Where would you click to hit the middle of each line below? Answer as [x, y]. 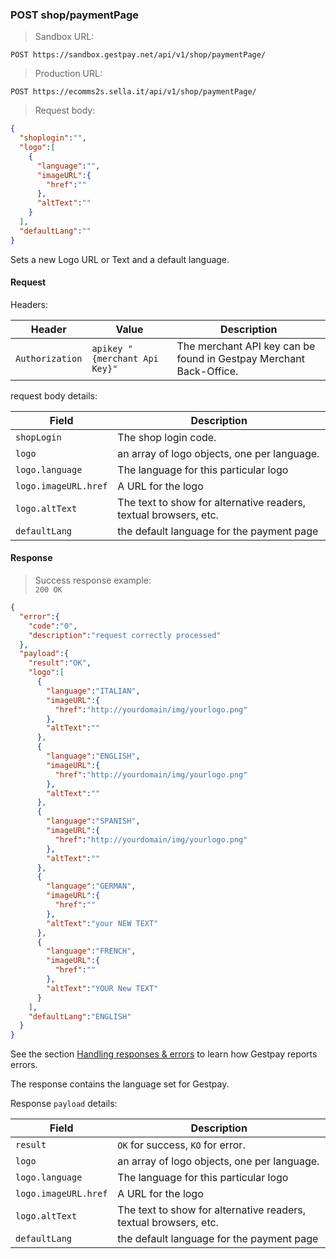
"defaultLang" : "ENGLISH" [80, 1016]
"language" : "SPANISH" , [93, 821]
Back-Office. [207, 371]
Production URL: [68, 74]
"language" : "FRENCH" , [91, 951]
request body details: [54, 395]
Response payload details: [64, 1104]
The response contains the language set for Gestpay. [120, 1084]
